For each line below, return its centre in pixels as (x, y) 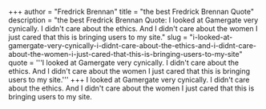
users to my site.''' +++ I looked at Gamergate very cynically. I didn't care (129, 80)
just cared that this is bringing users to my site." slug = (98, 37)
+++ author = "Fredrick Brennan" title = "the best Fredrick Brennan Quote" (131, 12)
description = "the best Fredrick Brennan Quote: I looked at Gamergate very (133, 20)
